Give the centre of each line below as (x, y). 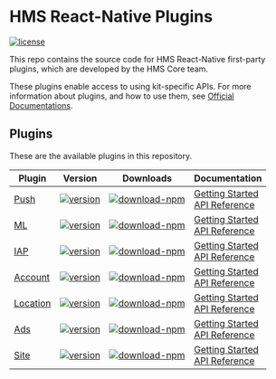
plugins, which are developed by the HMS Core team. (109, 69)
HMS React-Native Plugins (111, 17)
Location (33, 303)
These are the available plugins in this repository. (101, 156)
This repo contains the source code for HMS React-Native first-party (138, 59)
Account (32, 277)
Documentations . (42, 105)
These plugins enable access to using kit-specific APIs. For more (130, 86)
